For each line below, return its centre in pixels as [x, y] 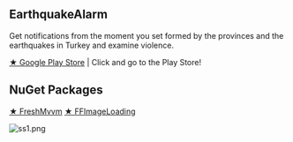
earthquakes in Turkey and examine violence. [92, 45]
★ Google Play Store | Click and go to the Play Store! [105, 62]
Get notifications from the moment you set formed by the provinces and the [146, 35]
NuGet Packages [56, 90]
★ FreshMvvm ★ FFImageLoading [72, 111]
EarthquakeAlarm [59, 15]
